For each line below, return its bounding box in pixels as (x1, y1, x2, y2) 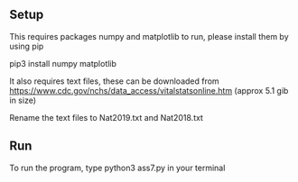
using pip (9, 41, 44, 51)
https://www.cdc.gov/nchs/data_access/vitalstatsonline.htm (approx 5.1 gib (9, 85, 289, 96)
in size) (9, 95, 37, 105)
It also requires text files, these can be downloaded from (9, 76, 219, 86)
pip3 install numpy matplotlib (9, 58, 117, 68)
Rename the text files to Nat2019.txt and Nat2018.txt (9, 112, 203, 123)
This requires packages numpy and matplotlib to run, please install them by (9, 31, 289, 41)
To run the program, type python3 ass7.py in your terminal (9, 162, 226, 173)
